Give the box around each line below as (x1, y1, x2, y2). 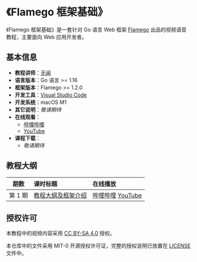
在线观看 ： (14, 113, 41, 120)
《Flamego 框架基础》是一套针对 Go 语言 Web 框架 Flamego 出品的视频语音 (6, 26, 187, 33)
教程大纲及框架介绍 (33, 191, 87, 199)
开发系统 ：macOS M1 (14, 99, 66, 106)
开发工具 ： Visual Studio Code (14, 91, 87, 98)
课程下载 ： (14, 134, 41, 142)
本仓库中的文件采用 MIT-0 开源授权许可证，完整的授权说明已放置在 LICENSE (6, 243, 191, 250)
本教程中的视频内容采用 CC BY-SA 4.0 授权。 (6, 230, 115, 237)
